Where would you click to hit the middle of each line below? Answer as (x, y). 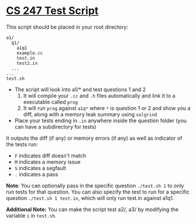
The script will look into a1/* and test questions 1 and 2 (80, 89)
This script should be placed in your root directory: (67, 27)
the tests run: (22, 144)
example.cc (30, 53)
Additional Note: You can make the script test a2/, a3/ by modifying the (92, 209)
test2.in (27, 63)
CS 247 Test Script (52, 11)
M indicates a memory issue (47, 161)
